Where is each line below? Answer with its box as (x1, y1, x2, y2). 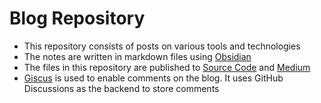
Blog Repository (9, 7, 146, 30)
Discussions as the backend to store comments (23, 82, 220, 94)
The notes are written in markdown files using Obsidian (23, 50, 252, 62)
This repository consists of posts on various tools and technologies (23, 40, 301, 52)
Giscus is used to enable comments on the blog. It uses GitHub (23, 72, 284, 84)
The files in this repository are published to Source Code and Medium (23, 61, 311, 73)
